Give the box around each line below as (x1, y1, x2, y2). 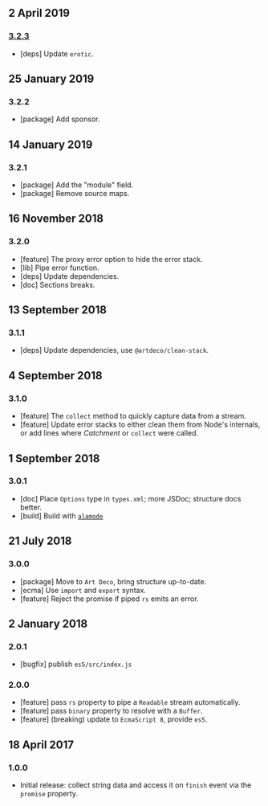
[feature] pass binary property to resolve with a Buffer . (19, 706, 203, 716)
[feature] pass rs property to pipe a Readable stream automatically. (19, 698, 241, 707)
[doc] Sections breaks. (19, 280, 95, 289)
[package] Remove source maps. (19, 189, 130, 198)
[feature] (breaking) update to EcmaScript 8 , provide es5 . (19, 714, 208, 724)
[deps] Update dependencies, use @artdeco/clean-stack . (19, 346, 209, 355)
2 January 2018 (8, 616, 88, 630)
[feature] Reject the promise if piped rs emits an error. (19, 594, 199, 603)
